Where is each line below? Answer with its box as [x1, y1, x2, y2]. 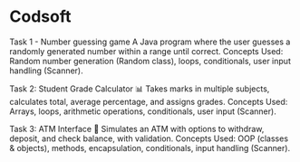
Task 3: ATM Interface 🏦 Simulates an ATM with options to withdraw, [9, 123, 265, 134]
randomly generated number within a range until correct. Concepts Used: [9, 45, 284, 56]
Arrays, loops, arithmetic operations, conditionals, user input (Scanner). [9, 106, 276, 117]
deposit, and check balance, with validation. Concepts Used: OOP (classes [9, 133, 288, 144]
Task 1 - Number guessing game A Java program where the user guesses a [9, 36, 291, 47]
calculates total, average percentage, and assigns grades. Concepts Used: [9, 96, 288, 107]
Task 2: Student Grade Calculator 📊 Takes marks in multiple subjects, [9, 83, 270, 94]
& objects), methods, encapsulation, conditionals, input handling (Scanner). [9, 142, 291, 153]
